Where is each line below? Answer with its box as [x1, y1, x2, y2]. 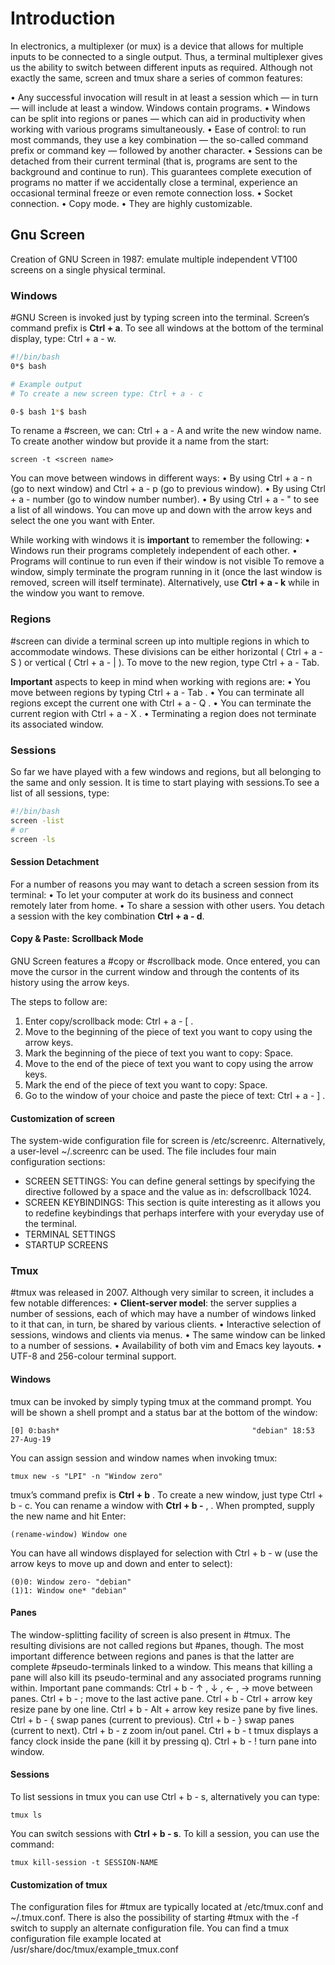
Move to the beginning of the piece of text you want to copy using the [24, 1025, 313, 1037]
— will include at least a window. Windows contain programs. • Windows [10, 102, 311, 114]
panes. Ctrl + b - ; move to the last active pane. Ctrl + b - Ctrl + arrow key [10, 1692, 313, 1704]
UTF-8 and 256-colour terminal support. [10, 1350, 177, 1362]
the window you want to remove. [10, 587, 145, 599]
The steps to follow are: [10, 995, 108, 1007]
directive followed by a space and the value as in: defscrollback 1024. [24, 1186, 312, 1198]
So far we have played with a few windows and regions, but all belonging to [10, 766, 322, 778]
